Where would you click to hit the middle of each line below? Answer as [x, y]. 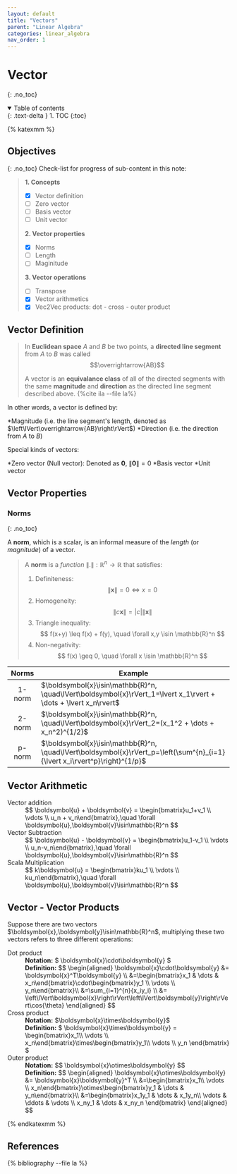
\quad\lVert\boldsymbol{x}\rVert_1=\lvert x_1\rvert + [128, 694]
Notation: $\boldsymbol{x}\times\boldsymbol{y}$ [98, 1020]
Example [134, 673]
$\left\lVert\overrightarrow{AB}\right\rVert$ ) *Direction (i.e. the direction [113, 429]
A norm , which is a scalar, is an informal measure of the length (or [103, 542]
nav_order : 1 [26, 40]
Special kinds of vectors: [43, 450]
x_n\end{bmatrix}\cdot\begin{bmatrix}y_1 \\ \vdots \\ [100, 983]
